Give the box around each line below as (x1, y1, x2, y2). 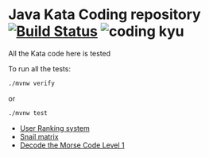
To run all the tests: (8, 63, 72, 73)
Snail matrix (19, 132, 59, 141)
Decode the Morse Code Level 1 (19, 140, 125, 150)
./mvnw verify (8, 79, 56, 87)
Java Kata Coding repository (8, 6, 201, 24)
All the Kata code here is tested (8, 48, 111, 58)
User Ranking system (19, 123, 90, 132)
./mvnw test (8, 109, 48, 117)
